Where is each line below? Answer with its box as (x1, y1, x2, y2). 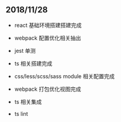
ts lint (14, 110, 28, 117)
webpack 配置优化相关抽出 (14, 34, 81, 41)
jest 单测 (14, 47, 36, 54)
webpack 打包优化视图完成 (14, 85, 81, 93)
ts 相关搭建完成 (14, 59, 52, 67)
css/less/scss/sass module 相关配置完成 (14, 72, 115, 80)
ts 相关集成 (14, 98, 42, 105)
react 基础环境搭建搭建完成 (14, 21, 82, 29)
